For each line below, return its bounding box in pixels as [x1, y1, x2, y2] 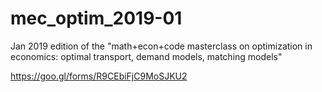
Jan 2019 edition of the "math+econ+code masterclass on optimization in [10, 40, 313, 52]
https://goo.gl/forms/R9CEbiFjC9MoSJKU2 [10, 70, 188, 82]
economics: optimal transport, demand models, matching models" [10, 50, 283, 62]
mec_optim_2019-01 [10, 7, 183, 30]
